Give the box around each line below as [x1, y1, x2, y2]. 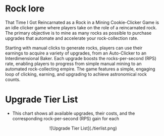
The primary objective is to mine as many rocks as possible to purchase [5, 30, 152, 36]
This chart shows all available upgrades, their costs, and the [12, 110, 135, 116]
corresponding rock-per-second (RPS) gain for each [12, 115, 119, 122]
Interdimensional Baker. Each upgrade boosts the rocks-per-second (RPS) [5, 55, 157, 61]
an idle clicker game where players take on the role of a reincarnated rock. [5, 24, 157, 30]
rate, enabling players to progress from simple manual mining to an [5, 61, 142, 67]
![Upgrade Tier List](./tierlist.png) [49, 125, 117, 131]
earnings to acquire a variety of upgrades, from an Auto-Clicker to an [5, 50, 147, 56]
